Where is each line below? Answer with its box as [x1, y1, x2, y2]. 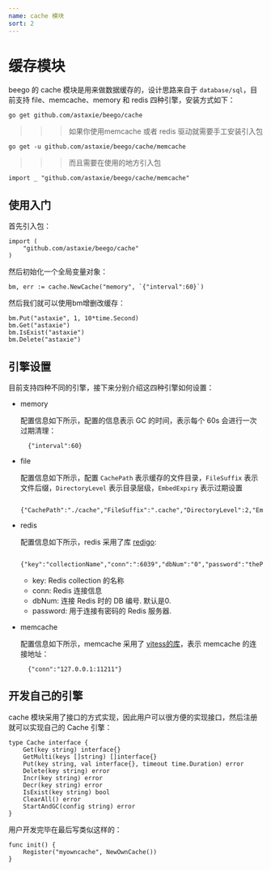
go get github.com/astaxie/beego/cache [8, 111, 143, 120]
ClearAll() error [23, 795, 82, 803]
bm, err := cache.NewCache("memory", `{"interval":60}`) [8, 283, 205, 292]
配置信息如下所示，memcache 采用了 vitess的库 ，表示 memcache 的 [19, 639, 250, 649]
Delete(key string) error [23, 766, 111, 775]
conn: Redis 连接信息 [32, 586, 103, 596]
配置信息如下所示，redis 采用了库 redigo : [19, 537, 157, 547]
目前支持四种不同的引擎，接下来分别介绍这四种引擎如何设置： [8, 382, 214, 393]
